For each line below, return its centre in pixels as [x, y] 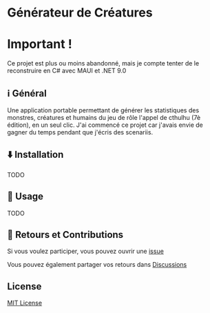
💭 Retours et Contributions [65, 235]
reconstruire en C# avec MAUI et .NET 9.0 [67, 71]
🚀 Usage [25, 197]
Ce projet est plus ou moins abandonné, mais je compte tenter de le [103, 63]
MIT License [25, 303]
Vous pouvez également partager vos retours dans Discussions [97, 265]
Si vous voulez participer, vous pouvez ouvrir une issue [85, 251]
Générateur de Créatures [80, 13]
